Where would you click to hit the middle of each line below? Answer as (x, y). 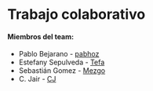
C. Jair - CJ (37, 79)
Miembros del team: (41, 36)
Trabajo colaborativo (76, 15)
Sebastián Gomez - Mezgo (62, 71)
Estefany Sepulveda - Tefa (62, 62)
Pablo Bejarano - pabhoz (59, 54)
